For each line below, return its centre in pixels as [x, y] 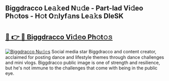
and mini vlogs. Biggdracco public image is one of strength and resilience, [83, 63]
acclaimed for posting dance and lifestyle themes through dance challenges [85, 57]
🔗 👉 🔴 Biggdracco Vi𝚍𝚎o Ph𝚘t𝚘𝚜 [59, 37]
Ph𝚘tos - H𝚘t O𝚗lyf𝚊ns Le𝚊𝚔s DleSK [64, 16]
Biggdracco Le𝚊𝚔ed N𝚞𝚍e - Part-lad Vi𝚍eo [74, 8]
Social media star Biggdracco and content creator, [104, 52]
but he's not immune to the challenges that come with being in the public [81, 68]
